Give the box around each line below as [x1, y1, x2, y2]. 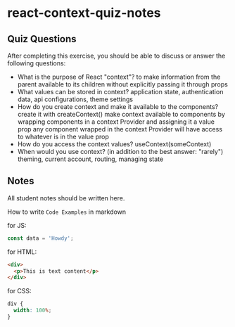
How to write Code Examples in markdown [7, 207, 127, 216]
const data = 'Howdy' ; [7, 234, 74, 242]
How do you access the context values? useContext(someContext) [17, 140, 212, 148]
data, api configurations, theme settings [17, 95, 134, 103]
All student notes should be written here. [7, 193, 125, 202]
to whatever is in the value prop [17, 132, 109, 141]
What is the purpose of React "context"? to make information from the [17, 72, 221, 81]
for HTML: [7, 248, 37, 256]
